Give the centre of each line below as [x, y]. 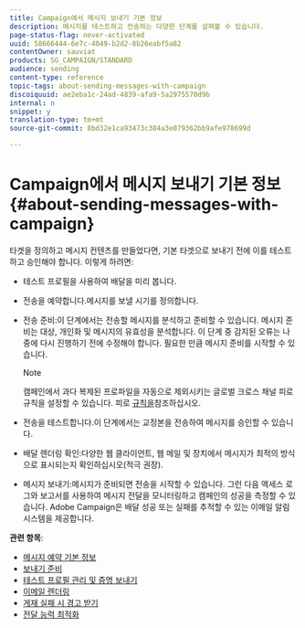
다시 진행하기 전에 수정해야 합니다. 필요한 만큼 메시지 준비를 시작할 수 [163, 343]
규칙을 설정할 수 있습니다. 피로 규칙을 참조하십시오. [111, 402]
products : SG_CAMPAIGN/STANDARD [71, 60]
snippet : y [30, 112]
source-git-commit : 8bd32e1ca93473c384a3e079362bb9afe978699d [130, 129]
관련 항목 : [26, 538]
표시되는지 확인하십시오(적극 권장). [101, 464]
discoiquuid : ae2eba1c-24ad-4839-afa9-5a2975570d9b [110, 94]
